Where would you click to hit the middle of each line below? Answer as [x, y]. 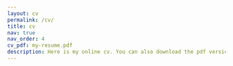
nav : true [21, 33]
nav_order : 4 [26, 39]
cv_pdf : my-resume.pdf [40, 45]
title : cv [21, 26]
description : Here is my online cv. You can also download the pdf [107, 52]
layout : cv [23, 13]
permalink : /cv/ [31, 20]
